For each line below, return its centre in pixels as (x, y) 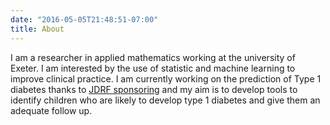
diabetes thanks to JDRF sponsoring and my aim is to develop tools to (154, 89)
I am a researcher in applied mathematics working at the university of (153, 57)
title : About (37, 29)
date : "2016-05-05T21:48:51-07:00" (84, 19)
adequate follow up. (51, 110)
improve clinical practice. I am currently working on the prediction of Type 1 (166, 78)
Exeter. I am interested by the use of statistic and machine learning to (153, 68)
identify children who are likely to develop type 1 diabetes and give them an (165, 100)
